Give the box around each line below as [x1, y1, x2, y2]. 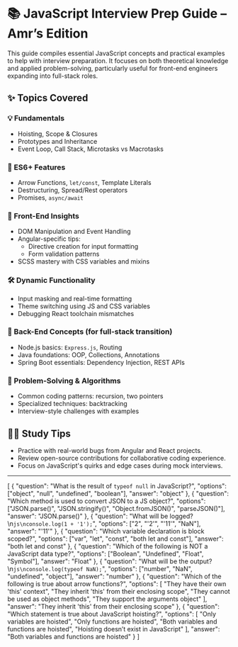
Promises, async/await [17, 193, 84, 202]
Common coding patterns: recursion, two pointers [17, 392, 164, 400]
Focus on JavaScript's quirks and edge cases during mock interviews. [17, 461, 223, 470]
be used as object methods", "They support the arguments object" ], [7, 595, 208, 603]
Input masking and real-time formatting [17, 294, 132, 303]
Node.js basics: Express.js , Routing [17, 343, 123, 351]
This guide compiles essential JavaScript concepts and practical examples [7, 49, 225, 57]
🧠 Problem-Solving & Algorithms [7, 376, 121, 386]
